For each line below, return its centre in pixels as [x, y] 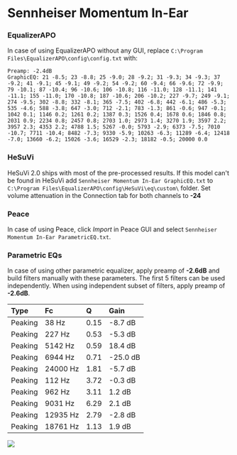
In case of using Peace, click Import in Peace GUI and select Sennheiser [112, 229]
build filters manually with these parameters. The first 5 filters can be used [116, 278]
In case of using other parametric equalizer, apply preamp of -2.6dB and [114, 270]
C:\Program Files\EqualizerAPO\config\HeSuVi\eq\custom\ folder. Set [109, 188]
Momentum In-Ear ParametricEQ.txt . [59, 237]
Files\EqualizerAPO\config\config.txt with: [73, 58]
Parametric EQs [35, 255]
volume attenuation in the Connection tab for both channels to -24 [104, 195]
